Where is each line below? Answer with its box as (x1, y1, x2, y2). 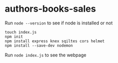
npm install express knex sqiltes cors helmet (5, 39, 105, 44)
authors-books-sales (5, 3, 96, 15)
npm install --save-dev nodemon (5, 43, 73, 48)
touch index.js (5, 29, 37, 35)
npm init (5, 34, 23, 39)
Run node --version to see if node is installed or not (5, 20, 113, 26)
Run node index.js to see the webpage (5, 52, 87, 58)
